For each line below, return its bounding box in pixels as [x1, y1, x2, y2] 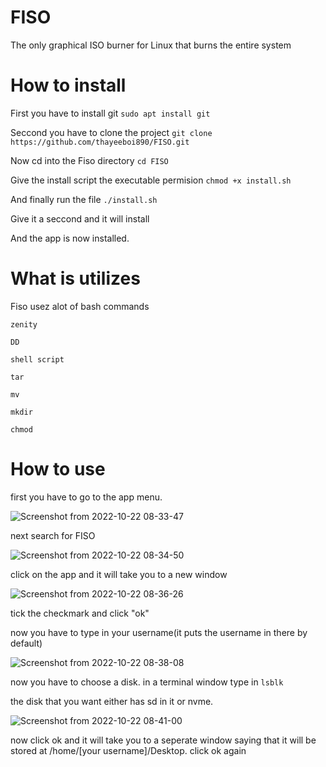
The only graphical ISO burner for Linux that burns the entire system [10, 39, 292, 51]
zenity [10, 319, 38, 330]
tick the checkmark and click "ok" [10, 607, 150, 619]
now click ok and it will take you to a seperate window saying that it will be [10, 734, 317, 746]
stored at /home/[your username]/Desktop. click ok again [10, 744, 247, 756]
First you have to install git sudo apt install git [10, 107, 211, 119]
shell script [10, 354, 65, 365]
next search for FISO [10, 529, 96, 541]
